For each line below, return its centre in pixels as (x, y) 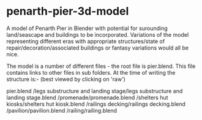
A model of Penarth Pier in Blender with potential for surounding (87, 28)
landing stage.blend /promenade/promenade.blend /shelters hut (87, 97)
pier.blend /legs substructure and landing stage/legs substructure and (95, 91)
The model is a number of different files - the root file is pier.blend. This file (101, 66)
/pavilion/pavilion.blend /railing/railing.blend (62, 110)
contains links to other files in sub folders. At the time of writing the (91, 72)
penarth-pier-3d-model (68, 11)
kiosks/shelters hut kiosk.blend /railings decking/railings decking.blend (96, 104)
